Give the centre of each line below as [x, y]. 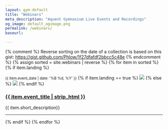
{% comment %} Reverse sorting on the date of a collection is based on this [83, 51]
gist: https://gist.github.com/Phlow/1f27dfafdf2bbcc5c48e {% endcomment [83, 57]
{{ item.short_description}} [32, 107]
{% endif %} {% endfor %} [33, 122]
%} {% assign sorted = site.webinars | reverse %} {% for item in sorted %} [82, 62]
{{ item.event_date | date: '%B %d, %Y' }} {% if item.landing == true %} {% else [83, 78]
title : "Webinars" [24, 14]
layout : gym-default [27, 10]
